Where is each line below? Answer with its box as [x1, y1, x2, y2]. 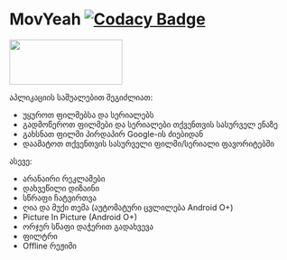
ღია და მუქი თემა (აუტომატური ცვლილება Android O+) [22, 201, 234, 212]
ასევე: [9, 155, 32, 166]
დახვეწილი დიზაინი [22, 182, 100, 193]
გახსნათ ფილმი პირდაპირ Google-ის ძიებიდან [22, 128, 204, 139]
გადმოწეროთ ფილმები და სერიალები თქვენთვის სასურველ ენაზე [22, 118, 278, 130]
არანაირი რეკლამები [22, 172, 106, 184]
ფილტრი [22, 230, 59, 241]
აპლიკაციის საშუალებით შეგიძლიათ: [9, 91, 153, 103]
